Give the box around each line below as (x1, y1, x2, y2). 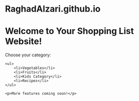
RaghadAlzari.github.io (5, 3, 101, 15)
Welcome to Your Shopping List (5, 26, 134, 37)
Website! (5, 36, 42, 47)
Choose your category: (5, 52, 51, 58)
